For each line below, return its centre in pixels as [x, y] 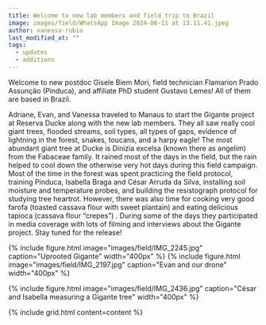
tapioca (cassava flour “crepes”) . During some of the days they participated [133, 216]
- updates [31, 52]
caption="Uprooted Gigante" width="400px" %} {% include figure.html [124, 256]
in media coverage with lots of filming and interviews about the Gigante [125, 224]
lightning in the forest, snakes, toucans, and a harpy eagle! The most [120, 140]
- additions [35, 60]
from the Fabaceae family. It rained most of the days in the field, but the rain [133, 156]
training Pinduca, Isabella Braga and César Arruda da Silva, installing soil [127, 182]
